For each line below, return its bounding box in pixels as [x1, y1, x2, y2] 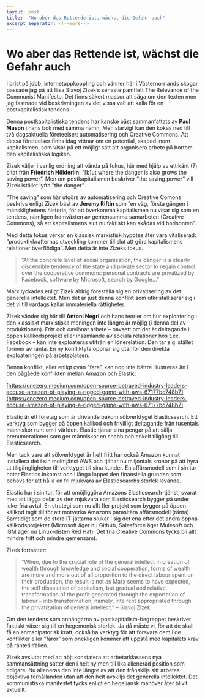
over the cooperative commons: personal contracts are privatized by [21, 269, 195, 277]
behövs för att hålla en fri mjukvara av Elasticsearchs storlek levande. [6, 477, 182, 484]
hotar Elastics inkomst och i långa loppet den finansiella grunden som [6, 471, 182, 478]
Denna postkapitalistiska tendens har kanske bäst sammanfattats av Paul [6, 118, 191, 126]
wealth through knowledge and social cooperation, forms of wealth [21, 565, 191, 572]
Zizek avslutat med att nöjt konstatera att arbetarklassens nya [6, 653, 162, 661]
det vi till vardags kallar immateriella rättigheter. [6, 301, 126, 308]
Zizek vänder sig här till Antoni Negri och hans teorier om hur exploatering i [6, 313, 197, 320]
